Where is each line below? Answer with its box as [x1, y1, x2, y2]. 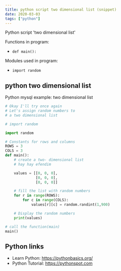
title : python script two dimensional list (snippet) [5, 7, 117, 12]
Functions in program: [5, 39, 49, 45]
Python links [5, 242, 44, 251]
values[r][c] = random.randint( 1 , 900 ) [31, 202, 110, 207]
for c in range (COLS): [22, 198, 69, 203]
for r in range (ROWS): [14, 193, 60, 198]
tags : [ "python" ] [5, 16, 40, 21]
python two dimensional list [5, 81, 91, 90]
